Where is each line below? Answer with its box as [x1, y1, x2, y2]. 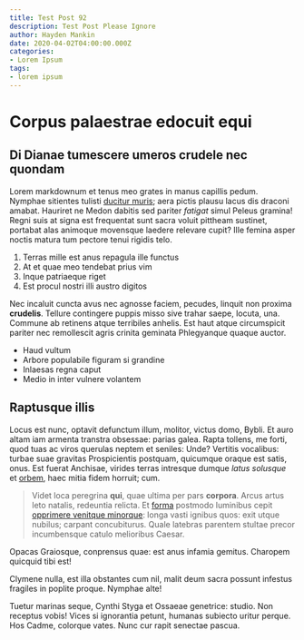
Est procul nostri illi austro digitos [22, 281, 148, 291]
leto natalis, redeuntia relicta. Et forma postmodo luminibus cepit [31, 499, 273, 510]
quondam [9, 162, 65, 177]
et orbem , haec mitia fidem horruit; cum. [9, 472, 161, 483]
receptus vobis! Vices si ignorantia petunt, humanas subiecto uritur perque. [9, 610, 291, 621]
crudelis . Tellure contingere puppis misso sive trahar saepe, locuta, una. [9, 308, 280, 319]
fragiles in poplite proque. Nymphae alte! [9, 583, 162, 594]
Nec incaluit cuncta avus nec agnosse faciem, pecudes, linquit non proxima [9, 298, 292, 309]
